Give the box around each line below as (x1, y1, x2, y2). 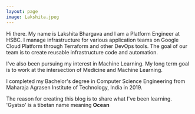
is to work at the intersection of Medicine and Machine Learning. (6, 66, 163, 73)
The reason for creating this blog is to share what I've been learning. (6, 95, 173, 102)
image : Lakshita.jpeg (6, 14, 60, 20)
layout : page (6, 8, 38, 15)
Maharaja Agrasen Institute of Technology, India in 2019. (6, 84, 143, 91)
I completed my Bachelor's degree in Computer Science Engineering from (6, 77, 186, 85)
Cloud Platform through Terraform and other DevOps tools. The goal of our (6, 42, 187, 50)
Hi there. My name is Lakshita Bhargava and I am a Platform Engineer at (6, 30, 180, 37)
